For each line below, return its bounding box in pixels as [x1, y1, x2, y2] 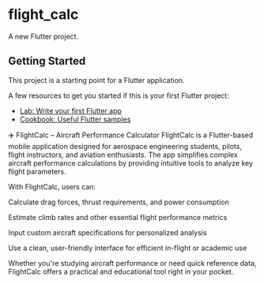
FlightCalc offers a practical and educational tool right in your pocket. [8, 267, 234, 276]
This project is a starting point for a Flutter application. [8, 75, 185, 84]
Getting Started [8, 54, 86, 68]
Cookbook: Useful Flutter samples [19, 114, 131, 124]
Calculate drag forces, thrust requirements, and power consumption [8, 197, 229, 207]
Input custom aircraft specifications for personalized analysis [8, 227, 207, 237]
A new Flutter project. [8, 32, 79, 41]
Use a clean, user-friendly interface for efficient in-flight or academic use [8, 243, 247, 252]
